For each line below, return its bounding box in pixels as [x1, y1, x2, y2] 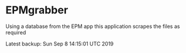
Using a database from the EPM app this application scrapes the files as [5, 23, 180, 30]
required [5, 29, 26, 36]
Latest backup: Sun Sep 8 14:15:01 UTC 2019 [5, 40, 114, 47]
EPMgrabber [5, 3, 68, 17]
